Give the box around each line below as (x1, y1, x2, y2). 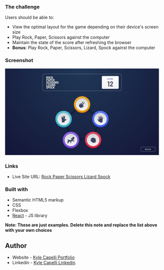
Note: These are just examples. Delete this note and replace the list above (5, 222, 158, 228)
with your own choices (5, 227, 52, 233)
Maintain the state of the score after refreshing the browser (12, 40, 132, 45)
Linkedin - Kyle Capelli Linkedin (12, 260, 76, 265)
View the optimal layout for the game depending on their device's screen (12, 24, 159, 30)
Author (5, 241, 27, 250)
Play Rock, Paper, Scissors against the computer (12, 34, 110, 40)
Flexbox (12, 207, 28, 213)
